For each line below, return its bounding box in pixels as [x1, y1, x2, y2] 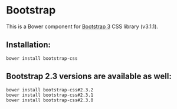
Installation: [6, 40, 51, 50]
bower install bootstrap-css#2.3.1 [6, 92, 94, 98]
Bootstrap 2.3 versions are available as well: [6, 71, 172, 81]
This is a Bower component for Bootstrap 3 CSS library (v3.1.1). [6, 23, 158, 30]
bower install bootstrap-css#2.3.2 [6, 87, 94, 93]
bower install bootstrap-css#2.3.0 [6, 97, 94, 103]
